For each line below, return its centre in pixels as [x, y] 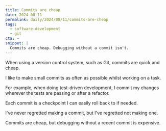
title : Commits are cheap [33, 10]
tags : [11, 24]
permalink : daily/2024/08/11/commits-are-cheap [57, 19]
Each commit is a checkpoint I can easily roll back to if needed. [72, 103]
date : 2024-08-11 [24, 15]
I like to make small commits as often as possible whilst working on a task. [83, 77]
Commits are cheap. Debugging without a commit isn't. [69, 48]
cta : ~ [12, 39]
